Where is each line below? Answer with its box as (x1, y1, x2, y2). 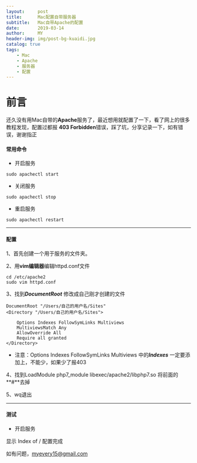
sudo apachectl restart (6, 217, 64, 223)
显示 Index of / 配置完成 (6, 437, 63, 444)
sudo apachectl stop (6, 194, 57, 200)
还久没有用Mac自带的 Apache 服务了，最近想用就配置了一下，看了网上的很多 (6, 116, 191, 123)
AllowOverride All (16, 330, 62, 335)
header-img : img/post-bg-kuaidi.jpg (6, 36, 96, 42)
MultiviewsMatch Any (16, 324, 67, 331)
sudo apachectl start (6, 172, 59, 177)
